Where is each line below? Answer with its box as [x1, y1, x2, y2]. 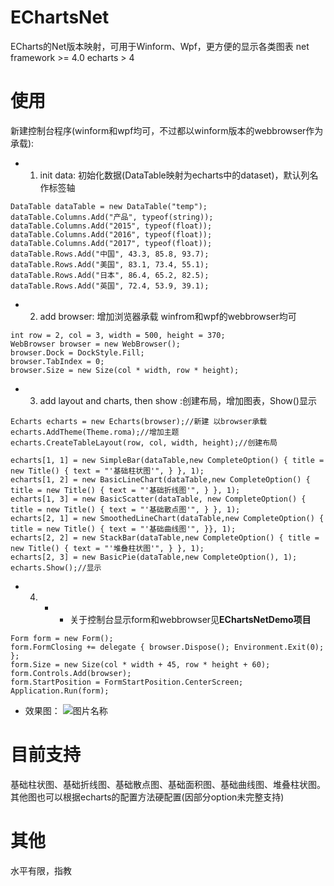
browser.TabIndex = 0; [10, 356, 105, 366]
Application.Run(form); [10, 686, 110, 696]
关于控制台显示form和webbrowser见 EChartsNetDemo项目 [69, 613, 312, 625]
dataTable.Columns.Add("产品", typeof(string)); [10, 212, 214, 222]
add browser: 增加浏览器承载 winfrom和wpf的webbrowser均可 [39, 310, 297, 322]
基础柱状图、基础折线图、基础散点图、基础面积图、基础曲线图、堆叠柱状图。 [10, 778, 326, 790]
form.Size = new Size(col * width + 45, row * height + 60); [10, 659, 271, 670]
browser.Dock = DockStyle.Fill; [10, 347, 145, 358]
